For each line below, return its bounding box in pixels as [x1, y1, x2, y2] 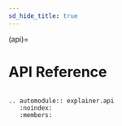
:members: [19, 111, 53, 119]
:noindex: [19, 103, 53, 112]
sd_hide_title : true [8, 11, 79, 20]
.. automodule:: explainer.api [8, 97, 115, 105]
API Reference [8, 63, 107, 81]
